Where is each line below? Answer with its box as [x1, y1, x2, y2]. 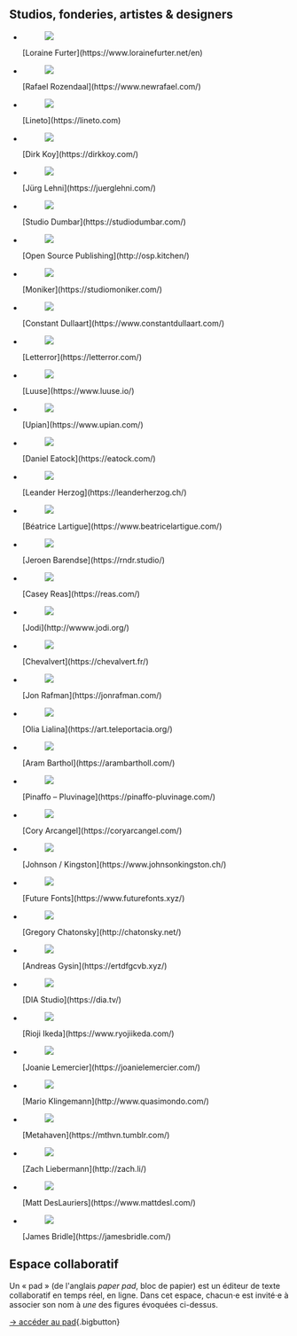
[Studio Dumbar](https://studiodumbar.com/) [21, 216, 186, 227]
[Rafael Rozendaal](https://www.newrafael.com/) [21, 81, 201, 91]
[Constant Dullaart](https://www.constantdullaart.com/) [21, 318, 225, 328]
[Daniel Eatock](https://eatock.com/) [21, 452, 157, 464]
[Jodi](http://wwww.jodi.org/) [21, 622, 130, 633]
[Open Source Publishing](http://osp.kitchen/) [21, 250, 190, 261]
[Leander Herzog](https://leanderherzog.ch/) [21, 487, 187, 498]
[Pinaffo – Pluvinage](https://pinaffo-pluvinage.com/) [21, 791, 215, 802]
